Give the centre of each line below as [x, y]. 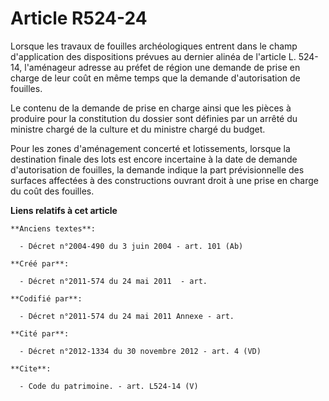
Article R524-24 [79, 18]
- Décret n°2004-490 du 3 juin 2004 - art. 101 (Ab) [131, 246]
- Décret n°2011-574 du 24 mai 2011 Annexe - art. [127, 316]
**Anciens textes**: [53, 228]
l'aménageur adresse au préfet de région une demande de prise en [162, 67]
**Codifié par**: [46, 298]
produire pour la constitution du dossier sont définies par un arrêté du [154, 118]
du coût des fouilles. [52, 191]
